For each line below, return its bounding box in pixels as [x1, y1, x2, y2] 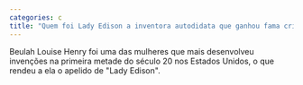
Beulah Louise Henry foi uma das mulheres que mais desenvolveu [9, 46, 254, 56]
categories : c [9, 13, 63, 22]
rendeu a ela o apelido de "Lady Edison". [9, 64, 161, 76]
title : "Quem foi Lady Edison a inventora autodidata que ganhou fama [9, 21, 280, 30]
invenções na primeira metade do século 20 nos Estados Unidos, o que [9, 55, 275, 66]
